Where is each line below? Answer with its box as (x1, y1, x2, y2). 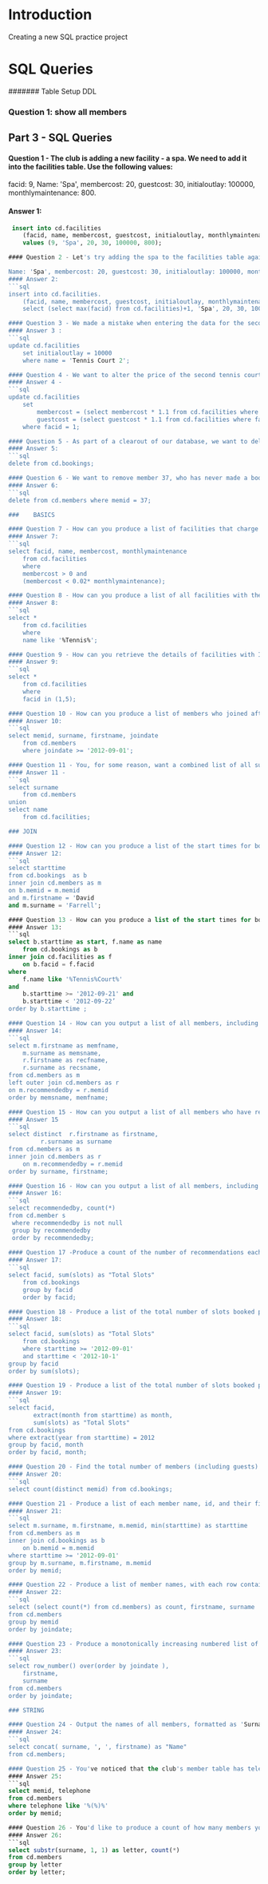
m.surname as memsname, (22, 1049, 102, 1057)
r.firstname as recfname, (22, 1056, 109, 1064)
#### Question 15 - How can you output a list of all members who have (8, 1108, 251, 1116)
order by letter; (8, 1868, 66, 1877)
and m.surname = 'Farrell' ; (8, 901, 102, 909)
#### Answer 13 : (8, 923, 62, 932)
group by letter (8, 1861, 62, 1869)
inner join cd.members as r (8, 1152, 102, 1160)
